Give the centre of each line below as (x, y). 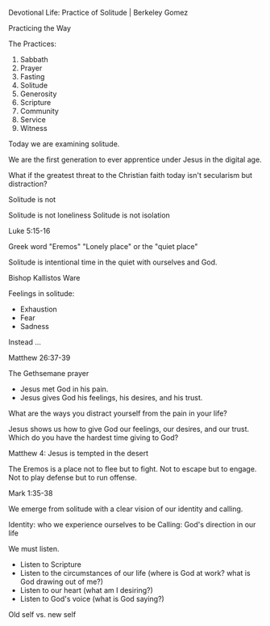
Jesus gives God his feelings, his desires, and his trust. (111, 398)
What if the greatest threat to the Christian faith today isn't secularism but (130, 175)
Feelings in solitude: (42, 294)
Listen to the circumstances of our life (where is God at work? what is (135, 573)
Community (39, 111)
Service (33, 120)
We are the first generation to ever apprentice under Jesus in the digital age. (135, 159)
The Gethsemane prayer (49, 373)
